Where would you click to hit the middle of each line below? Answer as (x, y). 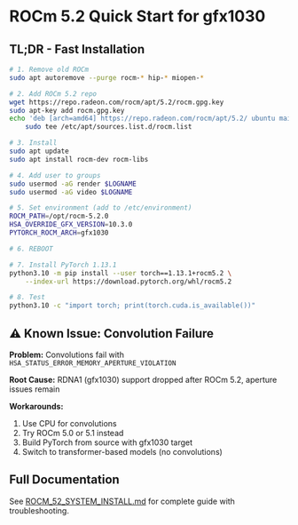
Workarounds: (36, 406)
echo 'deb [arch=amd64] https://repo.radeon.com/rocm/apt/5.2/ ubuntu (142, 119)
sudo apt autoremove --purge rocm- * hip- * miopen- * (106, 77)
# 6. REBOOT (31, 249)
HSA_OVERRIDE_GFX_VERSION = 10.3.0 (71, 225)
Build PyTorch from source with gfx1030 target (107, 442)
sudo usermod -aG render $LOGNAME (73, 184)
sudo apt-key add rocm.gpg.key (67, 110)
